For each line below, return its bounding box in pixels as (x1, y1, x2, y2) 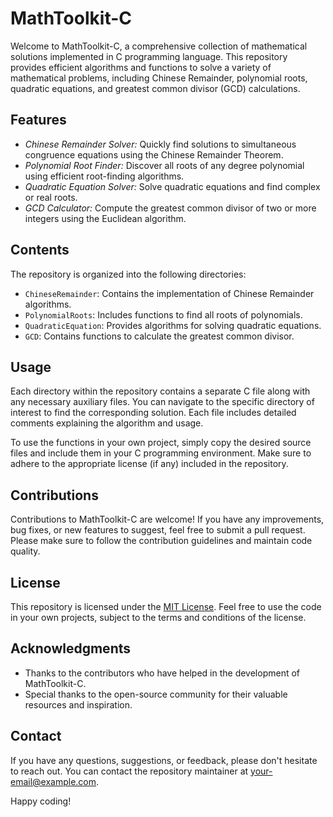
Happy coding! (10, 795, 72, 807)
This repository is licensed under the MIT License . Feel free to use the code (10, 601, 322, 612)
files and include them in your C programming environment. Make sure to (10, 447, 312, 459)
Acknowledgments (10, 640, 132, 657)
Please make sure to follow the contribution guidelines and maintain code (10, 535, 313, 547)
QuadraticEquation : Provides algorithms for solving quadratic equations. (24, 319, 322, 331)
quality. (10, 545, 41, 557)
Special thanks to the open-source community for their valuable (24, 688, 288, 700)
